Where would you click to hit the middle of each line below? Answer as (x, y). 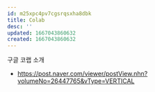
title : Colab (26, 20)
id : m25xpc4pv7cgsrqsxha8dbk (49, 13)
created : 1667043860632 (42, 39)
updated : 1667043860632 (42, 33)
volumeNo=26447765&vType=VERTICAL (76, 81)
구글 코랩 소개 (26, 60)
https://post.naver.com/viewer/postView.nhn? (82, 74)
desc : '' (20, 26)
